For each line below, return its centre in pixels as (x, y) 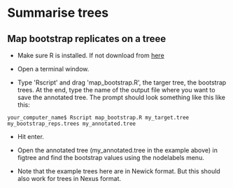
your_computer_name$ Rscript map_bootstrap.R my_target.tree (98, 117)
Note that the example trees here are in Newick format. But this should (119, 171)
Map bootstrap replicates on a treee (87, 39)
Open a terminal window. (53, 69)
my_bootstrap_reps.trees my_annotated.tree (72, 124)
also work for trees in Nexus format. (69, 179)
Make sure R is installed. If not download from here (91, 55)
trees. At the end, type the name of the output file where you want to (116, 90)
